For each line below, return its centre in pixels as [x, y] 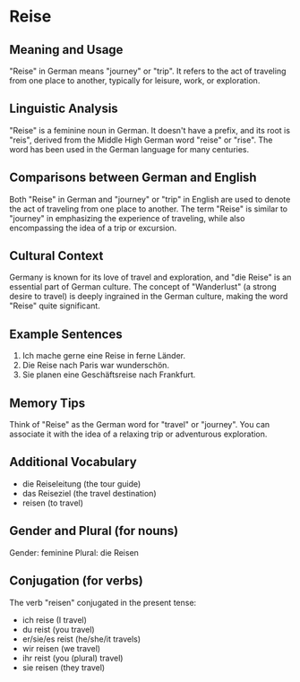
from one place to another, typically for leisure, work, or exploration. [135, 81]
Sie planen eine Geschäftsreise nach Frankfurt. [109, 375]
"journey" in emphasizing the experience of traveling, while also [127, 218]
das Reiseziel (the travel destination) [89, 493]
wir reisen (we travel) [61, 648]
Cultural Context [56, 256]
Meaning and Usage [66, 50]
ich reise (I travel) [55, 619]
